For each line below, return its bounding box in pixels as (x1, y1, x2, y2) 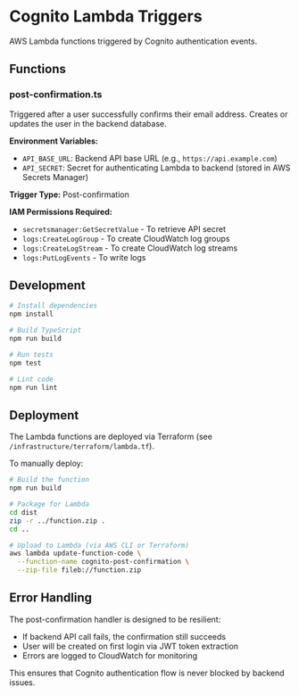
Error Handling (9, 591, 92, 606)
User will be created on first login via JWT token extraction (21, 641, 239, 651)
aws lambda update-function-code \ (9, 549, 142, 558)
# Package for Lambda (9, 500, 90, 509)
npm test (9, 359, 42, 368)
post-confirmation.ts (9, 88, 103, 101)
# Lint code (9, 375, 54, 384)
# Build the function (9, 476, 90, 484)
